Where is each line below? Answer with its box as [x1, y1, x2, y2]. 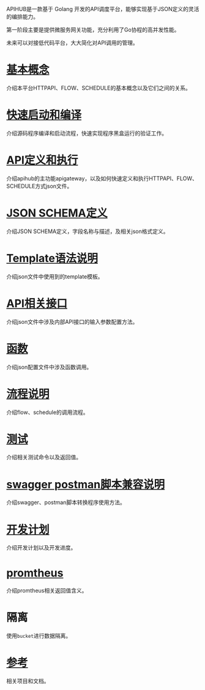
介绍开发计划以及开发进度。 [6, 544, 76, 551]
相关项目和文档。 [6, 677, 50, 685]
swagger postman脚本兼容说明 [6, 477, 165, 491]
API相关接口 [6, 296, 67, 310]
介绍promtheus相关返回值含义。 [6, 587, 88, 594]
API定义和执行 [6, 153, 78, 167]
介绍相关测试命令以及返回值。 [6, 453, 81, 461]
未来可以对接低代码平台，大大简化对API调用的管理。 [6, 39, 139, 46]
